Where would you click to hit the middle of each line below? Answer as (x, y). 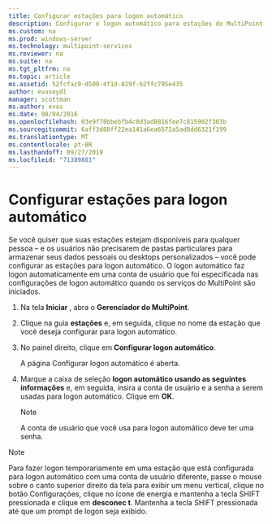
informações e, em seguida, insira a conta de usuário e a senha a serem (142, 388)
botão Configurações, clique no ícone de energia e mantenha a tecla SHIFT (134, 494)
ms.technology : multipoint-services (70, 46)
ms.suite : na (30, 62)
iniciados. (24, 292)
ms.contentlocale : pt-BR (50, 144)
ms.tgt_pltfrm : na (39, 69)
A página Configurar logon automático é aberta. (100, 364)
